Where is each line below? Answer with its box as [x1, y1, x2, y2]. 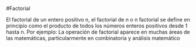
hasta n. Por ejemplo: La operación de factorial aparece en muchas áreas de [6, 28, 190, 35]
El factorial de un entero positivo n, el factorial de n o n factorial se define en [6, 16, 190, 23]
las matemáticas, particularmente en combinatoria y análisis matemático [6, 35, 180, 41]
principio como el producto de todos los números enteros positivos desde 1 [6, 23, 188, 29]
